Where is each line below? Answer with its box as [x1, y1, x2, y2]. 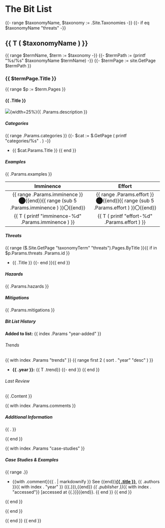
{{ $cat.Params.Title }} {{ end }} [12, 148, 77, 154]
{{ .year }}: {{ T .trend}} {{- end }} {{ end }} [12, 367, 100, 373]
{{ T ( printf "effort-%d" [97, 213, 153, 219]
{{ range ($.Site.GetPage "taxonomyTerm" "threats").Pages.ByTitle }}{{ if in [5, 245, 157, 251]
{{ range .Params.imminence [12, 191, 78, 198]
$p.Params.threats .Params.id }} [5, 250, 70, 256]
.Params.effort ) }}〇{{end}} [93, 204, 157, 211]
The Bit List [5, 3, 52, 15]
